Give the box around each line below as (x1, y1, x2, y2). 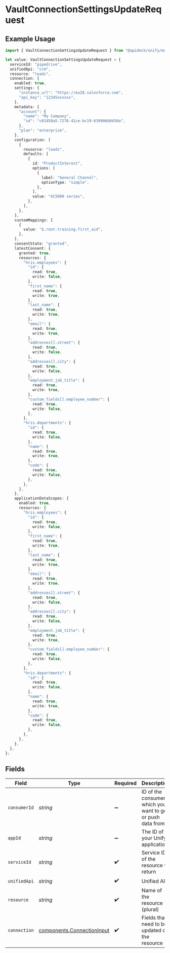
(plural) (141, 906, 159, 913)
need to (141, 921, 160, 928)
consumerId (8, 805, 34, 810)
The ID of (141, 828, 164, 835)
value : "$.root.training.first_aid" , (23, 227, 103, 232)
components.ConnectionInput (38, 927, 110, 934)
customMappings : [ (14, 217, 53, 223)
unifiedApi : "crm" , (10, 66, 51, 72)
